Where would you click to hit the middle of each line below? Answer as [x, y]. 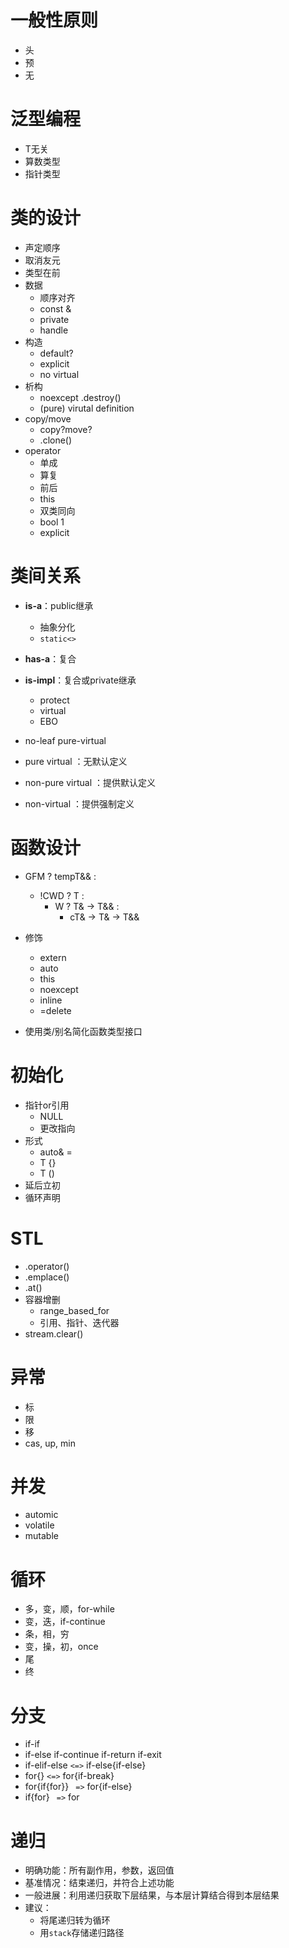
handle [54, 330]
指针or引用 [47, 1105]
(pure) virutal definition [87, 408]
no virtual [59, 374]
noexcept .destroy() [80, 397]
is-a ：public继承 [59, 605]
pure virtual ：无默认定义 [76, 761]
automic [41, 1515]
